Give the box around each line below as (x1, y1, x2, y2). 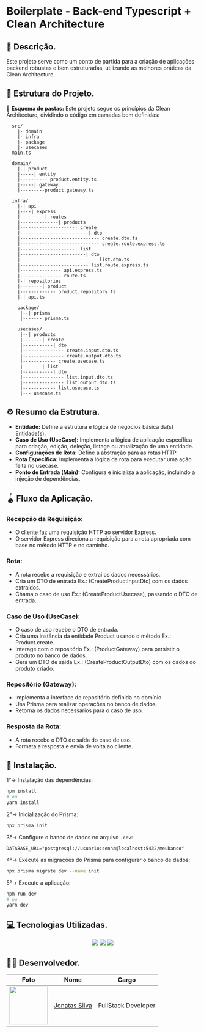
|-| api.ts (17, 294, 45, 300)
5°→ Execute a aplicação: (6, 878, 71, 886)
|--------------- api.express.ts (17, 267, 103, 273)
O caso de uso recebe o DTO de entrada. (15, 626, 119, 633)
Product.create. (15, 638, 55, 646)
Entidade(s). (15, 429, 46, 437)
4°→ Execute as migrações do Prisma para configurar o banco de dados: (6, 856, 191, 863)
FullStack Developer (98, 1001, 156, 1009)
